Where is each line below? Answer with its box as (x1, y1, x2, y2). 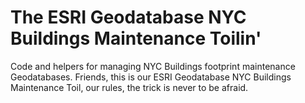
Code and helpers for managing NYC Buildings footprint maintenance (10, 60, 296, 72)
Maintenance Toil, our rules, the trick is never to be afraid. (10, 81, 249, 93)
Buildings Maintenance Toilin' (10, 27, 262, 50)
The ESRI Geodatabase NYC (10, 6, 247, 29)
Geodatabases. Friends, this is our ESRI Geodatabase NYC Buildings (10, 71, 292, 83)
